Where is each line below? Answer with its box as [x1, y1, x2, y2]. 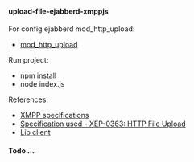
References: [8, 95, 48, 104]
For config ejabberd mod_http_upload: [8, 24, 135, 34]
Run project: [8, 55, 49, 65]
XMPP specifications [19, 111, 89, 120]
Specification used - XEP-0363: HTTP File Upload [19, 119, 187, 128]
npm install [19, 71, 57, 80]
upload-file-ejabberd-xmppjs [8, 6, 109, 16]
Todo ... [8, 145, 35, 156]
